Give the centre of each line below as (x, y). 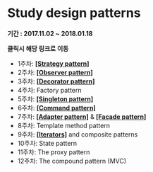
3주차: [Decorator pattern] (56, 81)
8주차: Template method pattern (64, 125)
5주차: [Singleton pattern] (55, 99)
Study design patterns (74, 13)
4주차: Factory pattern (50, 90)
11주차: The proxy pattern (54, 152)
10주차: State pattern (47, 143)
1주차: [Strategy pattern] (53, 63)
